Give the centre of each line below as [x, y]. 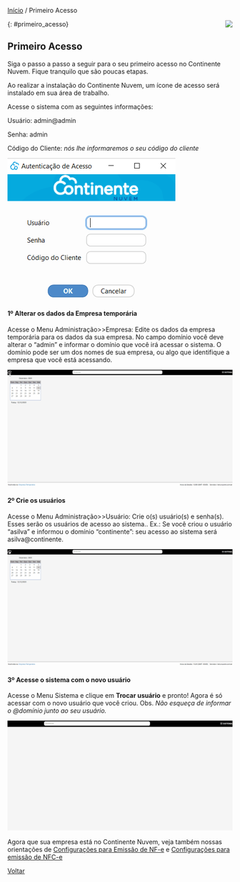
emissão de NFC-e [35, 857]
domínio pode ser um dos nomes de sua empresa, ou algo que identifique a [119, 352]
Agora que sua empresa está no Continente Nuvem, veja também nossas [115, 842]
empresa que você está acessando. [60, 360]
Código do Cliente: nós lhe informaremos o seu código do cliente [103, 148]
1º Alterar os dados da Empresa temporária [72, 314]
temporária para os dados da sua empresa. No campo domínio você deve [115, 337]
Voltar [16, 871]
